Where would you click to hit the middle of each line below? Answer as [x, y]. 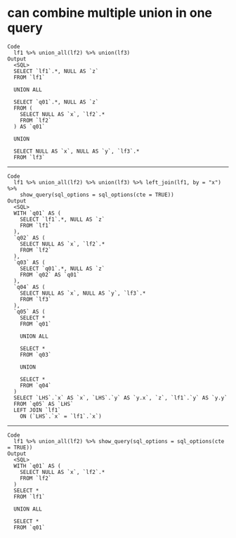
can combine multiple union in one [110, 13]
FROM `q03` [36, 354]
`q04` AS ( [29, 287]
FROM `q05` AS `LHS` [44, 404]
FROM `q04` [36, 385]
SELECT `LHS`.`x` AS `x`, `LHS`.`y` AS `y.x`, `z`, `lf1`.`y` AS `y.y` [121, 398]
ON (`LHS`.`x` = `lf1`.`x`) [61, 416]
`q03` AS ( [29, 262]
